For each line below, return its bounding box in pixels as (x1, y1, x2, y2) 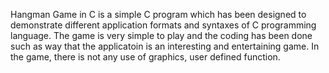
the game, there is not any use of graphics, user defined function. (10, 51, 281, 63)
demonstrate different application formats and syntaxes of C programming (10, 19, 317, 31)
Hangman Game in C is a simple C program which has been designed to (10, 9, 307, 20)
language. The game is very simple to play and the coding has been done (10, 30, 313, 41)
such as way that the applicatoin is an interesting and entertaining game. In (10, 40, 320, 52)
